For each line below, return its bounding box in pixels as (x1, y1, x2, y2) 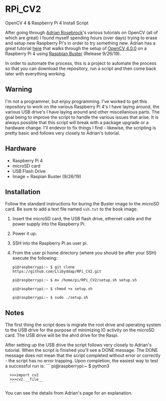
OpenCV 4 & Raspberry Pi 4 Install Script (5, 20, 89, 26)
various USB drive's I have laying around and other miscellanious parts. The (5, 109, 160, 115)
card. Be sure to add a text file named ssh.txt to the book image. (5, 206, 138, 212)
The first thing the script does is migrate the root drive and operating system (5, 322, 162, 328)
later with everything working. (5, 70, 66, 76)
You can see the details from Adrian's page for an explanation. (5, 390, 133, 396)
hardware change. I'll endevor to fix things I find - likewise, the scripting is (5, 125, 156, 131)
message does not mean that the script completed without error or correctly (5, 352, 161, 358)
